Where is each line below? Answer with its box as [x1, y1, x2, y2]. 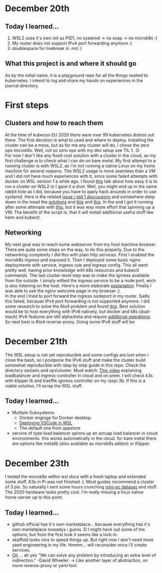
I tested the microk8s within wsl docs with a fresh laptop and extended [5, 474, 146, 480]
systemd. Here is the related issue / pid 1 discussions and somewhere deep [5, 194, 155, 200]
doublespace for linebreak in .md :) [12, 46, 82, 51]
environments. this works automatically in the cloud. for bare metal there [12, 436, 157, 441]
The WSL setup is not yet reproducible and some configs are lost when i [5, 352, 149, 357]
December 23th [5, 457, 69, 469]
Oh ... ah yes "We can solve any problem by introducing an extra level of [12, 552, 156, 558]
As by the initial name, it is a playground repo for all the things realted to [5, 72, 148, 78]
